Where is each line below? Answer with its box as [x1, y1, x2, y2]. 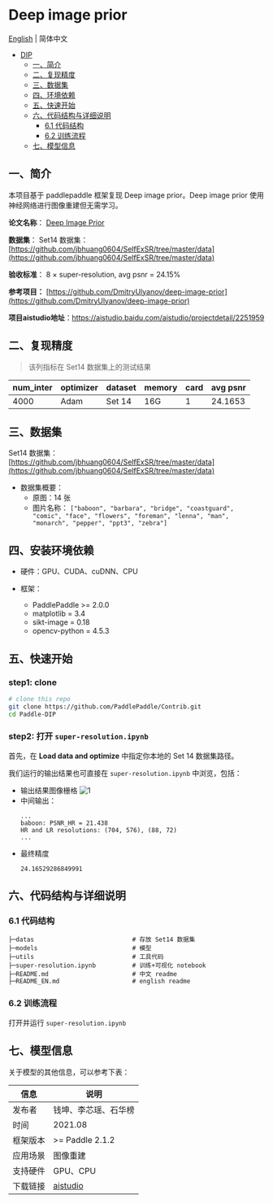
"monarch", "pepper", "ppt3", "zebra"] [32, 519, 168, 528]
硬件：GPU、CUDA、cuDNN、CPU [19, 567, 138, 577]
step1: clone [8, 677, 57, 688]
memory [144, 381, 178, 393]
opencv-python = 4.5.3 [32, 626, 110, 636]
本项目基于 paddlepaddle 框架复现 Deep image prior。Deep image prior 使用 [8, 190, 264, 200]
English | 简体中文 [8, 33, 68, 43]
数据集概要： [19, 482, 63, 493]
